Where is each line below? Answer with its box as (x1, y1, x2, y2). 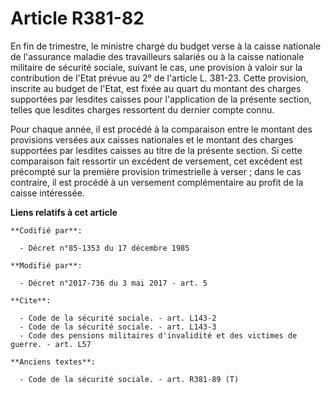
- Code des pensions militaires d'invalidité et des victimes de (19, 330, 298, 341)
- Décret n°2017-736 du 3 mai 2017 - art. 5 (19, 278, 208, 288)
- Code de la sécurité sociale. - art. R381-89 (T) (19, 374, 240, 384)
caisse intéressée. (10, 187, 85, 199)
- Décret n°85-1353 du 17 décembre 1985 (19, 243, 190, 253)
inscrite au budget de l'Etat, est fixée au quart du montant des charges (10, 82, 302, 94)
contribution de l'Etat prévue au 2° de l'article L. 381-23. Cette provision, (10, 72, 309, 84)
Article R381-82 (10, 7, 145, 30)
